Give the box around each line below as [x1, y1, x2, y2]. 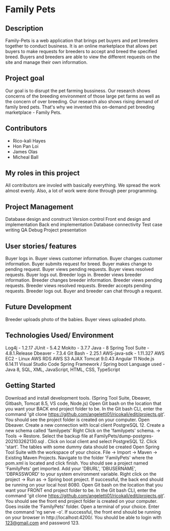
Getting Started [5, 381, 56, 390]
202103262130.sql [5, 438, 44, 444]
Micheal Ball [12, 154, 39, 160]
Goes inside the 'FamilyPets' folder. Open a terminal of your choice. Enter [5, 503, 160, 510]
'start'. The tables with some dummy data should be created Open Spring [5, 444, 160, 450]
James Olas [12, 148, 38, 154]
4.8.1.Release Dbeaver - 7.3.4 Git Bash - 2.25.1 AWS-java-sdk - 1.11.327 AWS [5, 350, 165, 356]
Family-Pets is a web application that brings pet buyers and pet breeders [5, 37, 158, 43]
